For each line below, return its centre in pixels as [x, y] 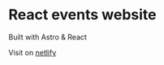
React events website [82, 15]
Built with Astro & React [48, 37]
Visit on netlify [32, 52]
